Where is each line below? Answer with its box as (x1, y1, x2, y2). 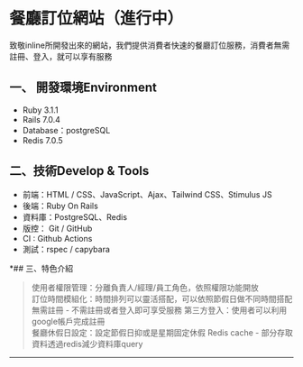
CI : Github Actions (22, 233, 93, 243)
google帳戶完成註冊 (31, 316, 106, 326)
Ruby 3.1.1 (22, 105, 59, 115)
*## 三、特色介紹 (9, 262, 74, 273)
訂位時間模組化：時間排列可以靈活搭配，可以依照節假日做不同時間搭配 (31, 293, 293, 304)
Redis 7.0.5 (22, 134, 63, 145)
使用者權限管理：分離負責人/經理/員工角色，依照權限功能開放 (31, 281, 259, 293)
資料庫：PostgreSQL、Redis (22, 211, 128, 222)
